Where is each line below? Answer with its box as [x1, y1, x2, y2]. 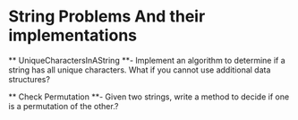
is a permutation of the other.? [8, 100, 119, 111]
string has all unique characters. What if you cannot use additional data [8, 64, 271, 75]
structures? [8, 73, 51, 84]
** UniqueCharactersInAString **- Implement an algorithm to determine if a [8, 55, 285, 65]
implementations [8, 25, 138, 46]
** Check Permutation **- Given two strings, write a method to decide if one [8, 91, 290, 102]
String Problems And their [8, 6, 206, 27]
